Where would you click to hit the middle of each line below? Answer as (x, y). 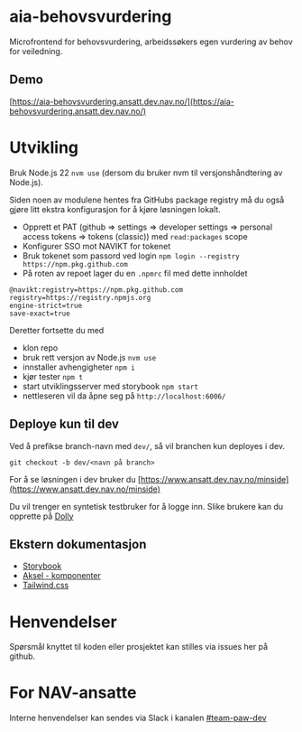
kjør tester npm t (53, 376)
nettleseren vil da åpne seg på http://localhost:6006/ (124, 396)
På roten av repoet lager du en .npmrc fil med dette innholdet (135, 273)
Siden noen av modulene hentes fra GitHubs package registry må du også (147, 200)
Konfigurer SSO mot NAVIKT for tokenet (96, 246)
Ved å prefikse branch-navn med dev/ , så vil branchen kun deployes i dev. (147, 446)
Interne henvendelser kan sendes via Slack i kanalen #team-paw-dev (138, 718)
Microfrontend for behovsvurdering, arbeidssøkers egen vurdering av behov (151, 42)
